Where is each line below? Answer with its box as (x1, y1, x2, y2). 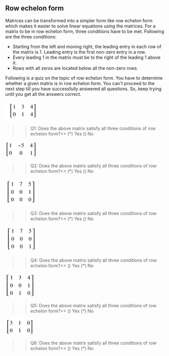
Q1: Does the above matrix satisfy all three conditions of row (30, 125, 156, 131)
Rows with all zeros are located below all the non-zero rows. (12, 65, 138, 71)
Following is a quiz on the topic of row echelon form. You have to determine (5, 75, 163, 81)
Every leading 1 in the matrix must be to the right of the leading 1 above (12, 54, 161, 60)
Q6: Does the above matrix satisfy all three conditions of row (30, 340, 157, 346)
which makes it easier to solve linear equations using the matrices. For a (5, 23, 156, 29)
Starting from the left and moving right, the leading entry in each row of (12, 43, 162, 50)
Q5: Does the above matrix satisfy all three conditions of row (30, 302, 157, 308)
